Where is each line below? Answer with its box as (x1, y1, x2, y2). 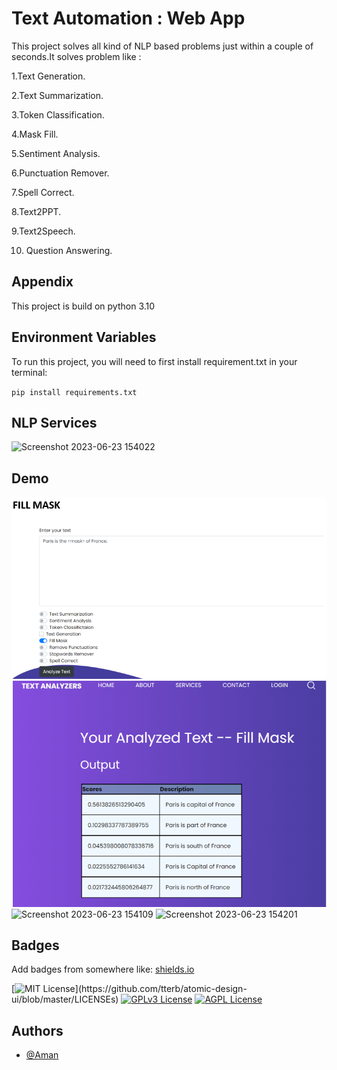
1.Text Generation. (11, 70, 86, 82)
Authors (11, 1022, 64, 1039)
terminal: (11, 366, 48, 378)
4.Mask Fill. (11, 128, 59, 140)
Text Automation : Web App (11, 7, 246, 30)
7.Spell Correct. (11, 186, 75, 198)
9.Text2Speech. (11, 225, 76, 237)
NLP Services (11, 414, 98, 431)
